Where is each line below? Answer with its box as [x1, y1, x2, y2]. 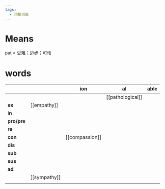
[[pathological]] [106, 94, 142, 101]
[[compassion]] [65, 134, 102, 141]
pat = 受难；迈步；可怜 [5, 50, 52, 56]
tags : [5, 7, 16, 12]
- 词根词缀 [9, 12, 29, 17]
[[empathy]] [30, 102, 58, 109]
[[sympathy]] [30, 174, 61, 181]
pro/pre [7, 118, 26, 125]
